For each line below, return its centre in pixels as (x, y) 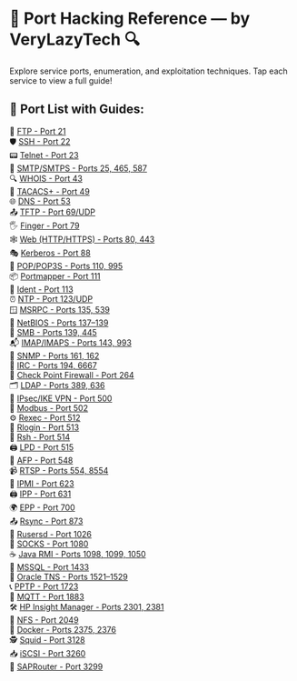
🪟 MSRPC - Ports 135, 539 (60, 309)
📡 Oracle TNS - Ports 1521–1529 (69, 576)
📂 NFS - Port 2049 (44, 620)
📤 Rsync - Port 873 (46, 521)
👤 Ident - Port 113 (42, 289)
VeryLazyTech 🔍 (75, 40)
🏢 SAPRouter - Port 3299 (56, 666)
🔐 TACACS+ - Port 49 (50, 191)
